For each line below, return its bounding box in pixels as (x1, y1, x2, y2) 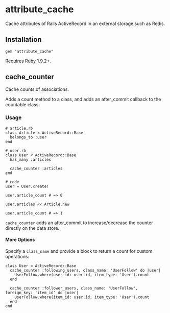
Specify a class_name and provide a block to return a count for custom (5, 248, 153, 254)
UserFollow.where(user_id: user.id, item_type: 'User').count (14, 272, 150, 278)
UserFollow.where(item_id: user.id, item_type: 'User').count (14, 295, 150, 300)
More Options (5, 236, 35, 243)
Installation (5, 35, 42, 44)
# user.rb (5, 148, 27, 153)
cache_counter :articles (10, 166, 63, 171)
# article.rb (5, 126, 33, 131)
